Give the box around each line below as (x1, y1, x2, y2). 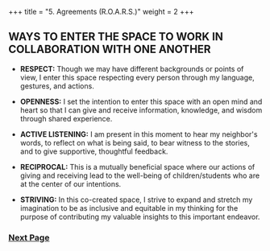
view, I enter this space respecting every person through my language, (19, 72, 255, 82)
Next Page (8, 232, 50, 243)
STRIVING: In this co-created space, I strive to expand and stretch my (19, 195, 253, 204)
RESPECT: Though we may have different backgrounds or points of (19, 64, 244, 73)
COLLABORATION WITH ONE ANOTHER (8, 43, 211, 56)
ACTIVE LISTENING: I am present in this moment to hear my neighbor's (19, 129, 258, 139)
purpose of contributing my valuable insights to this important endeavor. (19, 212, 260, 221)
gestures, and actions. (19, 80, 94, 91)
